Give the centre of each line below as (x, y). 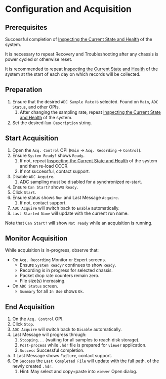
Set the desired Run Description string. (52, 123)
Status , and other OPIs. (36, 107)
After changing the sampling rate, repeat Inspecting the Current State (90, 112)
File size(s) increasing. (42, 281)
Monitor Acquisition (36, 238)
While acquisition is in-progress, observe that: (52, 250)
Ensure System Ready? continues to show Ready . (68, 265)
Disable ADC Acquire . (33, 176)
